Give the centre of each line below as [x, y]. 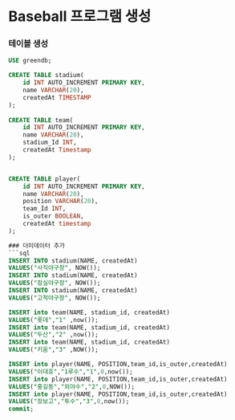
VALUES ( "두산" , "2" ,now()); [53, 335]
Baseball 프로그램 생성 [80, 16]
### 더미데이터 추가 [37, 246]
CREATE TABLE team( [41, 120]
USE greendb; [30, 61]
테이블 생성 [28, 43]
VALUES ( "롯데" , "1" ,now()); [53, 320]
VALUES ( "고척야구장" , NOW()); [55, 298]
